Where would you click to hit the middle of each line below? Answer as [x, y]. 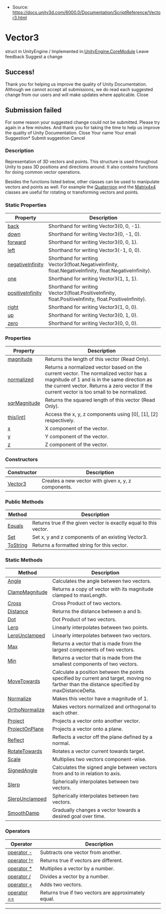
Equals [16, 526]
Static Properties [26, 205]
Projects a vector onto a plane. [87, 729]
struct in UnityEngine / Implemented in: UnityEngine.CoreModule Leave [77, 51]
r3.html [20, 18]
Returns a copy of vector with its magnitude [103, 589]
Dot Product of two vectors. [84, 619]
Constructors [21, 459]
